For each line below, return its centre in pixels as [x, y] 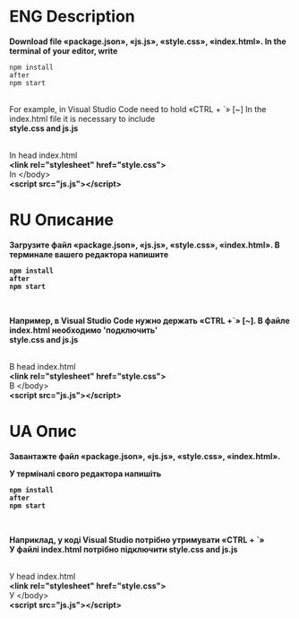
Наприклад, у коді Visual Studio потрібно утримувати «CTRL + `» [137, 539]
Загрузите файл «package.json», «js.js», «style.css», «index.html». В [145, 245]
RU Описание [62, 220]
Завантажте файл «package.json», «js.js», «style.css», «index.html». [145, 456]
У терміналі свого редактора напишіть [85, 474]
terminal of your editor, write [64, 50]
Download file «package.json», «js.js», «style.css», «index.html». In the [148, 41]
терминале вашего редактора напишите [89, 254]
